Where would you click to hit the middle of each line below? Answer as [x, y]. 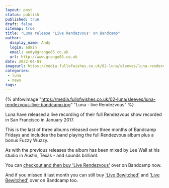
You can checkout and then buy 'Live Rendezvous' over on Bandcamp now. [83, 165]
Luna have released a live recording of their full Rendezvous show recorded [83, 114]
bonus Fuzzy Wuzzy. [27, 140]
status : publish [22, 15]
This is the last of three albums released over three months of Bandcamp [81, 130]
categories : [18, 71]
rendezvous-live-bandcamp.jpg [38, 104]
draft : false [19, 24]
